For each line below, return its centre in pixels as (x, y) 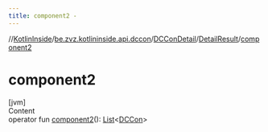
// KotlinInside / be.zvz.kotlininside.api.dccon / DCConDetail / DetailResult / (125, 39)
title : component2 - (43, 16)
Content (22, 110)
